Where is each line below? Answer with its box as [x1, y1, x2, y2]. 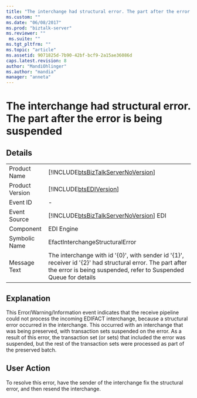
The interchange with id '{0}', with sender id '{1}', [48, 251, 184, 259]
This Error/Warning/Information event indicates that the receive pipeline [6, 309, 179, 316]
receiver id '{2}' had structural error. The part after [48, 259, 187, 267]
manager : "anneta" [6, 74, 51, 80]
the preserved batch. [6, 346, 57, 353]
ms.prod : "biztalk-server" [6, 25, 72, 31]
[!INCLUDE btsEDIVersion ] [48, 185, 120, 193]
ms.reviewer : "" [6, 31, 46, 36]
